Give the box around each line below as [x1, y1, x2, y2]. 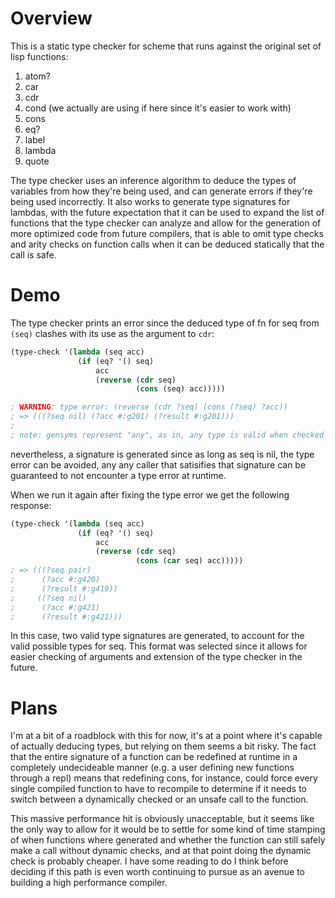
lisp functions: [10, 50, 69, 62]
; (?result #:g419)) [10, 583, 118, 594]
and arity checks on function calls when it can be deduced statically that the [10, 238, 325, 250]
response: [10, 499, 52, 511]
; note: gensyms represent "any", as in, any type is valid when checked [10, 430, 325, 440]
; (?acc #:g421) [10, 602, 101, 612]
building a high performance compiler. [10, 877, 168, 889]
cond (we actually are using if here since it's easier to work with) [24, 102, 292, 114]
